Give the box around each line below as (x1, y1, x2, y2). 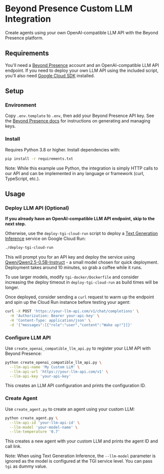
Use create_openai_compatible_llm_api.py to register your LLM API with (5, 345, 151, 351)
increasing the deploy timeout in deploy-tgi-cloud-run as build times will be (5, 279, 158, 285)
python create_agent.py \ (5, 415, 58, 420)
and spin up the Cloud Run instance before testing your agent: (5, 299, 131, 305)
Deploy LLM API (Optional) (5, 205, 70, 211)
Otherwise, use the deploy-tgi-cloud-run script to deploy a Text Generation (5, 231, 158, 237)
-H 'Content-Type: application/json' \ (9, 318, 91, 323)
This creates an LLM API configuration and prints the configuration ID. (5, 383, 146, 388)
